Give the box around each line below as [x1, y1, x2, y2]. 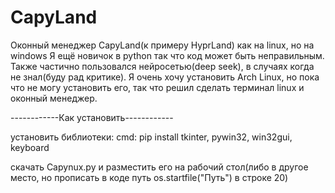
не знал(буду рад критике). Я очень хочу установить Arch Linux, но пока [10, 71, 320, 83]
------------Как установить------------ [10, 111, 174, 123]
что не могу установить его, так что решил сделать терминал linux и [10, 81, 305, 93]
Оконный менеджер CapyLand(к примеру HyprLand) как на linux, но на [10, 39, 315, 51]
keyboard [10, 141, 50, 153]
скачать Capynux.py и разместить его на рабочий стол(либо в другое [10, 161, 309, 173]
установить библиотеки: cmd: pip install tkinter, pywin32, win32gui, [10, 131, 293, 143]
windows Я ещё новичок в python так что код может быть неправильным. [10, 49, 325, 61]
